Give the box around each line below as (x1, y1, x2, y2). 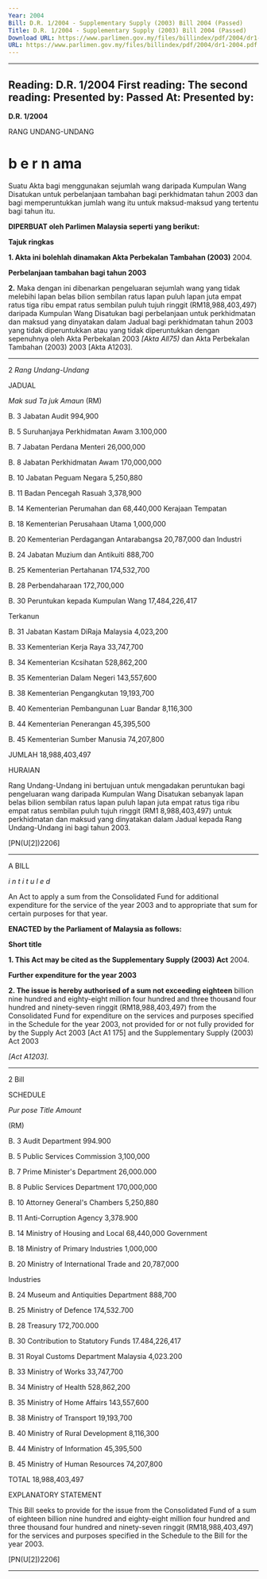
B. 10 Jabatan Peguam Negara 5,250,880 (8, 473, 143, 482)
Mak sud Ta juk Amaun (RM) (8, 396, 102, 405)
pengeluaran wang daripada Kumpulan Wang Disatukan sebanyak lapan (8, 789, 244, 798)
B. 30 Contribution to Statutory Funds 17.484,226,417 (8, 1336, 181, 1345)
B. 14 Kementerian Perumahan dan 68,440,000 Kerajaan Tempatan (8, 504, 227, 513)
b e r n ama (8, 155, 82, 173)
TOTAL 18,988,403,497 (8, 1474, 84, 1484)
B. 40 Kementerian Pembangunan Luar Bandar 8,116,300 (8, 704, 193, 713)
